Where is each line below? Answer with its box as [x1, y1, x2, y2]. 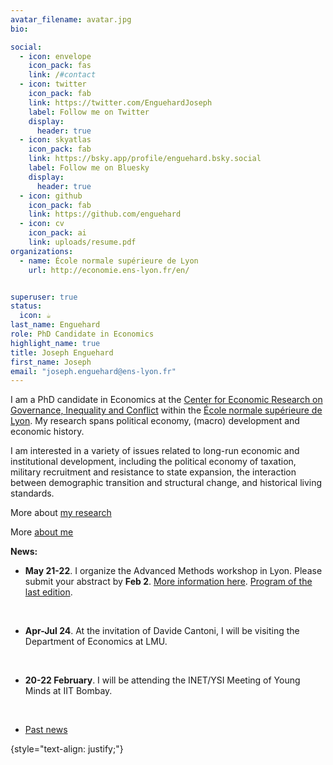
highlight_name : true [10, 338, 101, 348]
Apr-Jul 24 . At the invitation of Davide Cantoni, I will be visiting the [24, 625, 300, 637]
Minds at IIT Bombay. [24, 685, 113, 697]
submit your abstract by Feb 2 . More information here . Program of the [24, 576, 313, 588]
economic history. [10, 426, 85, 438]
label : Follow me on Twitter [28, 107, 150, 117]
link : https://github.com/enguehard [28, 209, 182, 220]
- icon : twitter [19, 79, 87, 90]
